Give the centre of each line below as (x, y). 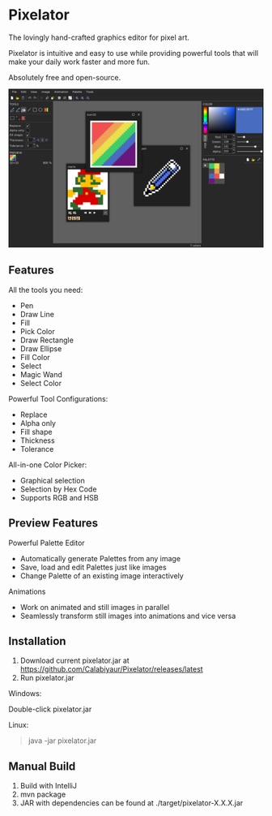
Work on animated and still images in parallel (95, 607)
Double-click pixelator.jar (50, 709)
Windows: (25, 694)
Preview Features (53, 524)
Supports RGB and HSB (59, 497)
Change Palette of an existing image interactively (102, 575)
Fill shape (36, 432)
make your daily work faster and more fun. (79, 62)
